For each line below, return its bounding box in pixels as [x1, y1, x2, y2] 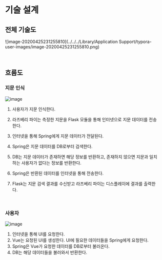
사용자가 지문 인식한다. [12, 106, 56, 112]
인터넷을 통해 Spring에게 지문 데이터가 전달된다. [12, 133, 104, 139]
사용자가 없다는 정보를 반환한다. [21, 160, 81, 166]
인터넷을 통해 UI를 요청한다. [12, 231, 65, 237]
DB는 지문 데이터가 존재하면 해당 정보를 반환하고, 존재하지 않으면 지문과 [12, 153, 148, 159]
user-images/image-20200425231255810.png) [5, 44, 100, 49]
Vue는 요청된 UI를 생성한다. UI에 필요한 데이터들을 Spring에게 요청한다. [12, 237, 149, 243]
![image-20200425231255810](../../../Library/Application [5, 39, 118, 44]
